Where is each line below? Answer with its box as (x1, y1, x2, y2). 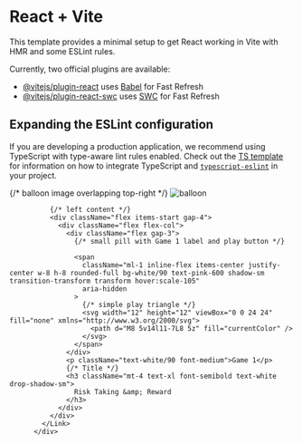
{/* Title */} (66, 363, 119, 372)
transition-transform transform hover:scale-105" (9, 276, 201, 285)
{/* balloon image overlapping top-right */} (9, 188, 169, 198)
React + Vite (9, 6, 104, 27)
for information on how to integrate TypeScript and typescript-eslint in (9, 160, 278, 171)
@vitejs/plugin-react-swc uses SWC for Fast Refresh (22, 91, 220, 101)
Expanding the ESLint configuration (9, 117, 214, 132)
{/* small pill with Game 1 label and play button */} (73, 236, 285, 246)
